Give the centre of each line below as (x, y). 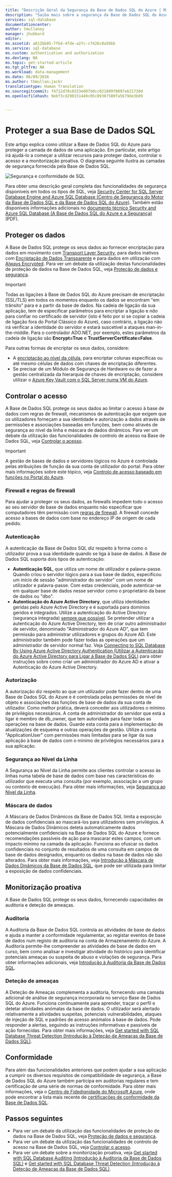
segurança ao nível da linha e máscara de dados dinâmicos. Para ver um (82, 430)
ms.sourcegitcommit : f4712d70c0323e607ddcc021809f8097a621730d (74, 91)
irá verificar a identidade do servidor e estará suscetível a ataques (75, 327)
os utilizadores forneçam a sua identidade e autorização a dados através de (85, 419)
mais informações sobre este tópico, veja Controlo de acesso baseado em (84, 472)
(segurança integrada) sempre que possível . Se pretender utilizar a (83, 618)
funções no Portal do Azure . (35, 477)
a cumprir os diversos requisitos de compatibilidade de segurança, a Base (83, 1075)
